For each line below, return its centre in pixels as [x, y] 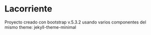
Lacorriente [29, 9]
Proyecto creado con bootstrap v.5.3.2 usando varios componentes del [75, 22]
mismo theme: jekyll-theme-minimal [40, 27]
